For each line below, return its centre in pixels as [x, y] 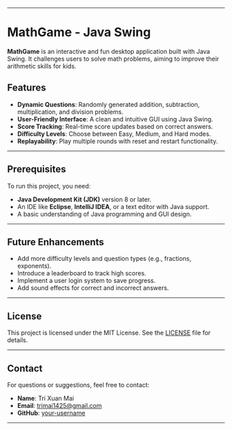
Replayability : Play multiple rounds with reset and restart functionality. [117, 141]
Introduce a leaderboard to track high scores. [81, 273]
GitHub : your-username [51, 413]
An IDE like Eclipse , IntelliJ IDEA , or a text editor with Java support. [113, 206]
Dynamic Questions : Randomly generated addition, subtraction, [108, 104]
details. [18, 340]
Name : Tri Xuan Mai [46, 398]
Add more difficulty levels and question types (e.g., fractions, [104, 259]
